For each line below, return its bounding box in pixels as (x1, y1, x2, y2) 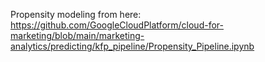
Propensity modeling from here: (10, 9, 142, 20)
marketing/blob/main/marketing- (10, 30, 145, 41)
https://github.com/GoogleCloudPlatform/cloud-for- (10, 19, 224, 31)
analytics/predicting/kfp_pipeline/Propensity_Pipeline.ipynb (10, 40, 255, 52)
